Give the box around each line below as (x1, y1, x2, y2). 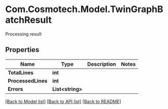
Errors (8, 85, 23, 92)
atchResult (5, 14, 52, 26)
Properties (5, 45, 39, 54)
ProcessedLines (8, 77, 48, 84)
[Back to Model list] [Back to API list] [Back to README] (5, 98, 121, 104)
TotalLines (8, 69, 34, 76)
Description (87, 61, 116, 68)
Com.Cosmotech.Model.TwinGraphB (5, 4, 163, 15)
